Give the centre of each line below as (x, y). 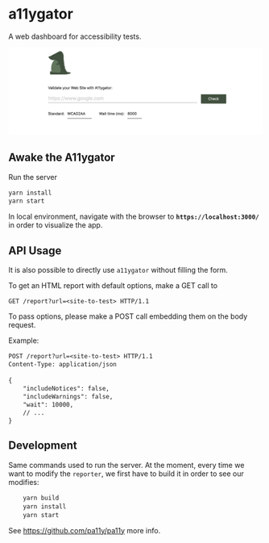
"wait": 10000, (48, 405)
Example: (24, 340)
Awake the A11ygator (62, 158)
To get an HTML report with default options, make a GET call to (113, 286)
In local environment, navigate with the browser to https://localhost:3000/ (134, 217)
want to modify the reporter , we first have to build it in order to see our (126, 474)
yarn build (41, 498)
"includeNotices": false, (66, 389)
